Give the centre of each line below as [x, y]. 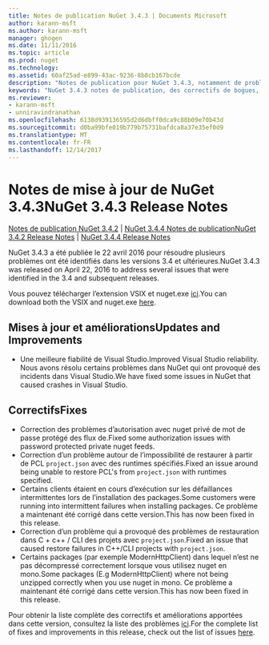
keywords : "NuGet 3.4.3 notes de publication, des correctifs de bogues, [134, 90]
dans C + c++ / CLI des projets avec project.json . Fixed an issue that [134, 540]
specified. [36, 480]
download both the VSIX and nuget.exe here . [82, 302]
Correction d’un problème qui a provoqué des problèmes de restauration [139, 531]
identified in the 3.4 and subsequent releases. [84, 278]
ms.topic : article [39, 53]
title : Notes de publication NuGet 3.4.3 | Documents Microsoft [118, 16]
